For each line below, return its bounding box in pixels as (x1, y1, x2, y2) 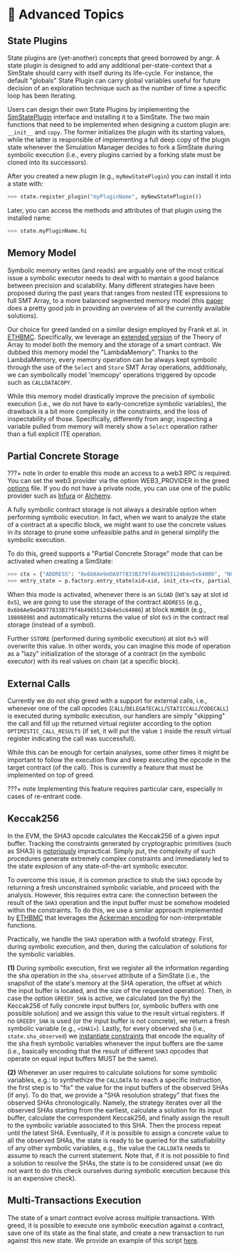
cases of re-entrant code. (7, 792, 83, 800)
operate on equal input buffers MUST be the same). (7, 1054, 159, 1063)
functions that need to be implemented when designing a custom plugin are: (7, 120, 231, 129)
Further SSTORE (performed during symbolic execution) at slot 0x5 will (7, 635, 208, 643)
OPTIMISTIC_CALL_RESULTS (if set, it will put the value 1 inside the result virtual (7, 726, 231, 735)
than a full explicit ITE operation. (7, 430, 102, 438)
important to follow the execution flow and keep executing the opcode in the (7, 755, 231, 764)
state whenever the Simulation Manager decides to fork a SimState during (7, 143, 224, 152)
